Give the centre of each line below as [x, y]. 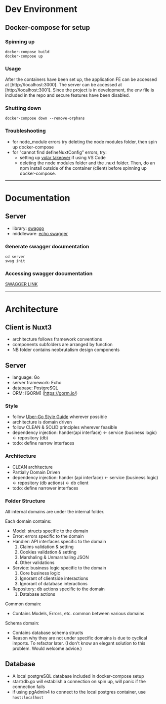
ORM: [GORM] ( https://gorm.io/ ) [45, 393]
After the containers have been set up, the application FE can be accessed [81, 79]
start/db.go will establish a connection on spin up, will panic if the [79, 681]
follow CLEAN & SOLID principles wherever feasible [65, 427]
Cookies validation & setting [48, 552]
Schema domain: [22, 623]
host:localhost [28, 698]
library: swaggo [28, 228]
